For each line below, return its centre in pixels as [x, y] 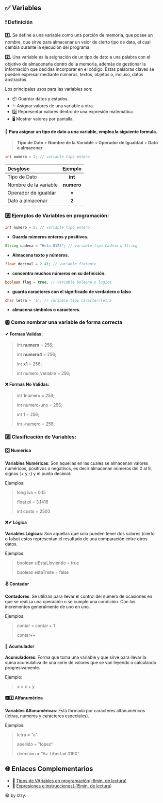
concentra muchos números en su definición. [59, 273]
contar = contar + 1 [36, 626]
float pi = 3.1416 [33, 502]
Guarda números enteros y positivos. [50, 236]
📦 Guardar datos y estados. [40, 98]
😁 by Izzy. [16, 795]
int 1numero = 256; [36, 395]
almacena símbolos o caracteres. [46, 310]
